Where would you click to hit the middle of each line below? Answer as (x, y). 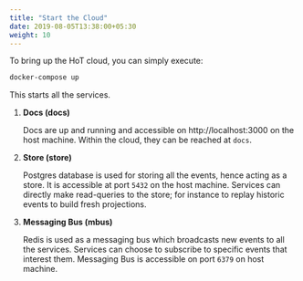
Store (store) (47, 158)
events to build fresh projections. (85, 204)
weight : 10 (30, 35)
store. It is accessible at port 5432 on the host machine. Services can (151, 185)
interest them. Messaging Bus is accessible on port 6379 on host (143, 259)
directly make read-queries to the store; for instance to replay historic (153, 195)
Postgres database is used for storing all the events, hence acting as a (155, 175)
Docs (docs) (46, 113)
